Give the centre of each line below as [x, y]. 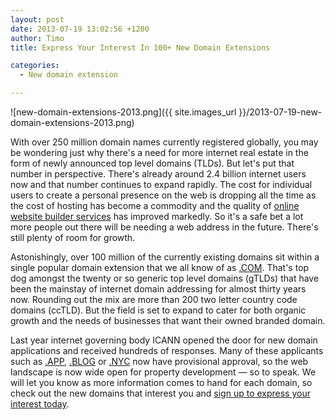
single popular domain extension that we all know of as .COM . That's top [160, 267]
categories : [35, 66]
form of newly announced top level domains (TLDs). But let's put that [152, 163]
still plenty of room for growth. [73, 237]
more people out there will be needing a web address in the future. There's [164, 227]
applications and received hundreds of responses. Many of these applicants [167, 350]
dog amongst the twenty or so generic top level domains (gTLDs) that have [165, 278]
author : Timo [37, 38]
